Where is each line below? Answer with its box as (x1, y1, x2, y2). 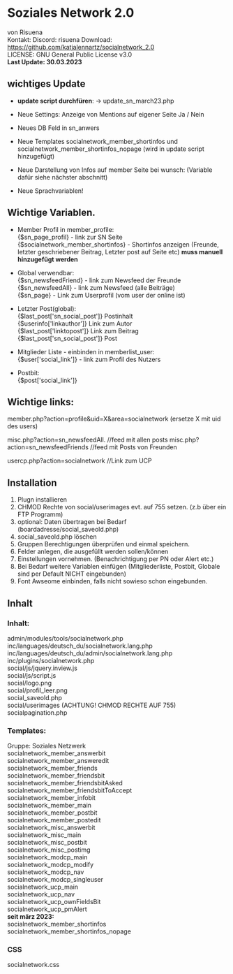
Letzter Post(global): (17, 304, 77, 312)
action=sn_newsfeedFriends (7, 443, 89, 451)
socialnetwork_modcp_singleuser (7, 875, 103, 884)
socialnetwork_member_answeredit (7, 757, 110, 765)
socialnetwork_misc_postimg (7, 845, 91, 854)
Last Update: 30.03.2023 (7, 57, 82, 66)
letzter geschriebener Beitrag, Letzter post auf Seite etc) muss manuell (17, 247, 223, 256)
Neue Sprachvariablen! (17, 187, 84, 195)
